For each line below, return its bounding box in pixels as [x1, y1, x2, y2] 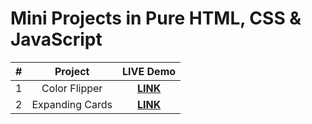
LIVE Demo [122, 64, 177, 78]
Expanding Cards [31, 97, 113, 111]
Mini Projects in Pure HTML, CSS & [10, 7, 302, 30]
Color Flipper [41, 81, 103, 95]
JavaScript [10, 28, 103, 51]
